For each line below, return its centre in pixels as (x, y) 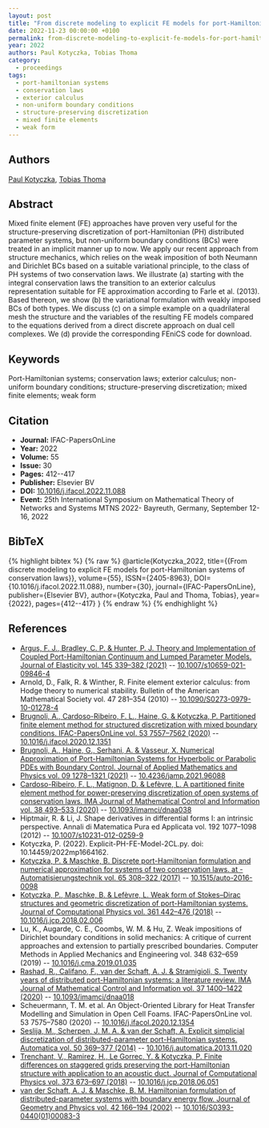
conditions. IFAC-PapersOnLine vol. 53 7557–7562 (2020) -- (119, 733)
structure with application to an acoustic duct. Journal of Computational (139, 1073)
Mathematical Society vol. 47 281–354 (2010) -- (98, 699)
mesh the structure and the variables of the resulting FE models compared (131, 317)
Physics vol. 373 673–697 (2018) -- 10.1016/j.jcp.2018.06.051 (119, 1082)
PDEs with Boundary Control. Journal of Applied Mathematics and (128, 767)
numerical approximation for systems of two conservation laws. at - (131, 869)
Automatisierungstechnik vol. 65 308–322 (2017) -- (104, 877)
